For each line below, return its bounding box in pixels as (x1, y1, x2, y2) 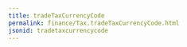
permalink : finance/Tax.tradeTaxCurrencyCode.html (8, 19, 180, 27)
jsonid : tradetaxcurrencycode (8, 26, 109, 34)
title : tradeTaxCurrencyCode (8, 11, 105, 20)
